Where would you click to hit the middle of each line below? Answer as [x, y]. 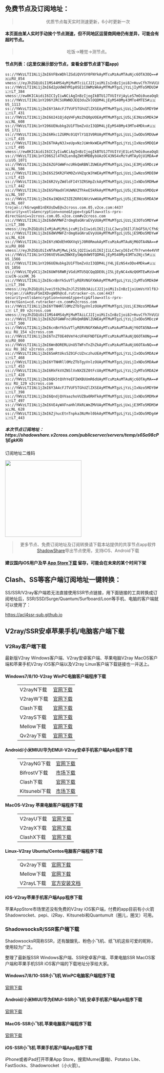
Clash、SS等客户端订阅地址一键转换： [63, 580]
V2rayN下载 [33, 690]
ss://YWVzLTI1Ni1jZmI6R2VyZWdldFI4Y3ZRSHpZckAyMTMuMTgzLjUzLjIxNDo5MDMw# [82, 182]
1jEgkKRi [14, 440]
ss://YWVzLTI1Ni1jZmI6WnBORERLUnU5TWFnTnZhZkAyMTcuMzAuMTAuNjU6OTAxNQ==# [82, 345]
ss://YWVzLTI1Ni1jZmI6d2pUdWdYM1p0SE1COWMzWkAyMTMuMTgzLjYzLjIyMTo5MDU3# [82, 87]
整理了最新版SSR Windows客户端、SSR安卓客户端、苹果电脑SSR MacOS [78, 957]
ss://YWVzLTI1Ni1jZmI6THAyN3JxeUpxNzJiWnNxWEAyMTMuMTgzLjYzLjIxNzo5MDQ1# [82, 143]
